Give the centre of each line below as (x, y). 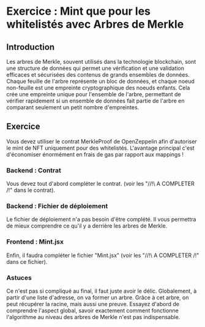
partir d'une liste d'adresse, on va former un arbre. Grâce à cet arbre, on (98, 298)
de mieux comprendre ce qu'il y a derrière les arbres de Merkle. (87, 226)
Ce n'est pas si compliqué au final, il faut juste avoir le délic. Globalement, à (102, 291)
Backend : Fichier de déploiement (57, 206)
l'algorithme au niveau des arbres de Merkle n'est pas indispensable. (93, 317)
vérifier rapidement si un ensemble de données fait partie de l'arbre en (95, 101)
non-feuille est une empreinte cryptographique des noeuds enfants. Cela (98, 88)
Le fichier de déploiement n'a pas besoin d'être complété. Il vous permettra (101, 220)
